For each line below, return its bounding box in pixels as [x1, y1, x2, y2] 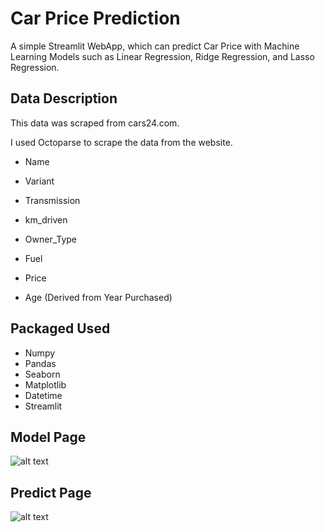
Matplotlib [24, 378, 67, 391]
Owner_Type [24, 233, 78, 245]
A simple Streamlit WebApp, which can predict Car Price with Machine [10, 40, 300, 52]
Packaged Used [10, 320, 111, 337]
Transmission [24, 194, 81, 206]
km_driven [24, 213, 68, 226]
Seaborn [24, 368, 61, 380]
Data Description [10, 90, 118, 107]
